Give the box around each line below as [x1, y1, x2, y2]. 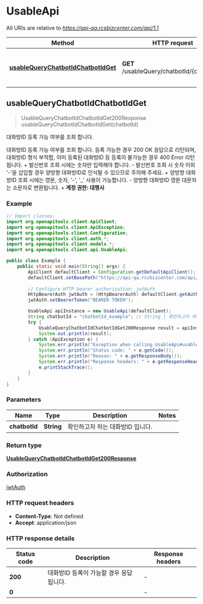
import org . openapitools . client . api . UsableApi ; [6, 247, 129, 253]
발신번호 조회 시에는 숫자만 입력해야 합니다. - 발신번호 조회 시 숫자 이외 [28, 161, 195, 168]
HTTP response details [6, 534, 75, 542]
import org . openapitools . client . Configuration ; [6, 230, 129, 236]
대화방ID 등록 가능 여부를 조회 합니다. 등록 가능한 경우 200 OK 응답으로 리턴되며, [6, 146, 196, 153]
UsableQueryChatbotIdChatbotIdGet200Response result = [38, 325, 180, 331]
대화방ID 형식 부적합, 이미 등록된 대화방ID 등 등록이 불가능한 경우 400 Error [6, 153, 184, 161]
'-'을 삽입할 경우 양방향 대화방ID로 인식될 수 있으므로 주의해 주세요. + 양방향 [6, 168, 185, 176]
